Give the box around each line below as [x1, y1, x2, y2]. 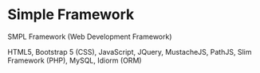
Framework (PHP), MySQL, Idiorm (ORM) [7, 56, 142, 65]
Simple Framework [7, 6, 135, 24]
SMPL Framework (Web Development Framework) [7, 32, 172, 41]
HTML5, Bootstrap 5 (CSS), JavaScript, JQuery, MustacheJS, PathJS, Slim [7, 47, 252, 56]
